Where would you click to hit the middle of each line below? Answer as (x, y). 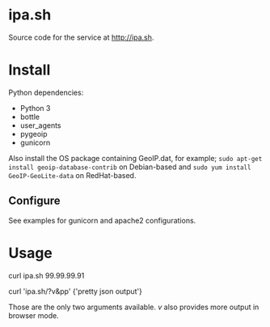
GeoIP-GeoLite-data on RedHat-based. (72, 175)
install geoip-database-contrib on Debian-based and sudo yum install (130, 167)
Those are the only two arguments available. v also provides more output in (134, 307)
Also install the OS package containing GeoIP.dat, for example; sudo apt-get (135, 158)
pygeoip (34, 134)
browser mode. (34, 315)
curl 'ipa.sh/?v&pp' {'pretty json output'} (76, 291)
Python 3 (35, 108)
